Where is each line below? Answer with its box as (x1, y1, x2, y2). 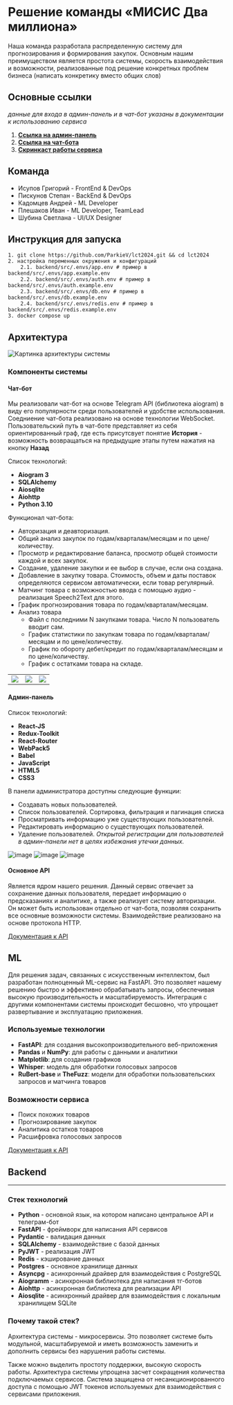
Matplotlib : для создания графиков (17, 1055, 122, 1063)
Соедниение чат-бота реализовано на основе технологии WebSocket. (8, 414, 215, 423)
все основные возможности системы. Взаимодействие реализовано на (8, 911, 221, 920)
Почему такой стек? (8, 1316, 80, 1326)
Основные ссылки (8, 92, 92, 103)
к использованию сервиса (8, 117, 87, 126)
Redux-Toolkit (17, 729, 59, 737)
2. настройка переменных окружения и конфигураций (8, 258, 157, 265)
